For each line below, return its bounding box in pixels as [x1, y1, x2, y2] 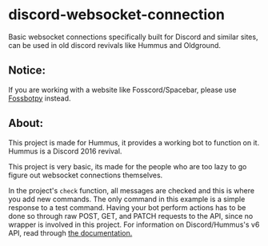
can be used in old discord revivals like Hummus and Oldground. [8, 40, 222, 50]
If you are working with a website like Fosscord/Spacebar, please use [8, 85, 238, 94]
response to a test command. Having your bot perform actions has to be [8, 202, 246, 212]
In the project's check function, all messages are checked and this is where [8, 185, 254, 195]
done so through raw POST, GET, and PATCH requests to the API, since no [8, 211, 254, 220]
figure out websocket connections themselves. [8, 170, 163, 180]
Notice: [8, 64, 46, 77]
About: [8, 117, 44, 130]
